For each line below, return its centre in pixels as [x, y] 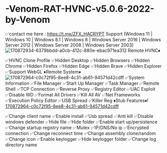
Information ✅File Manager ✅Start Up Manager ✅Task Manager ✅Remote [82, 83]
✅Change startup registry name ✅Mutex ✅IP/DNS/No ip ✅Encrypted [77, 127]
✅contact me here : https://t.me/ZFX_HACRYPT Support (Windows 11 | [79, 34]
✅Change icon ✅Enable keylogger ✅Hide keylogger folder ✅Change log [81, 139]
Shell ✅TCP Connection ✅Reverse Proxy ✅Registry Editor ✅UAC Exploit [80, 89]
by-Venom [28, 20]
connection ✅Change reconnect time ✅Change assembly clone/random [80, 133]
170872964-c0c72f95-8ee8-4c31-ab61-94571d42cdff [62, 106]
